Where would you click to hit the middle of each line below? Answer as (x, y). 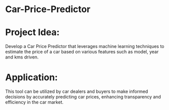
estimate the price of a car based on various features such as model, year (82, 52)
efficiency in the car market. (35, 102)
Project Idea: (32, 33)
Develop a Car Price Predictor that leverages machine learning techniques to (85, 46)
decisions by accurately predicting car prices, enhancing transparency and (83, 97)
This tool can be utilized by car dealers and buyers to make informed (77, 91)
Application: (32, 77)
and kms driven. (22, 57)
